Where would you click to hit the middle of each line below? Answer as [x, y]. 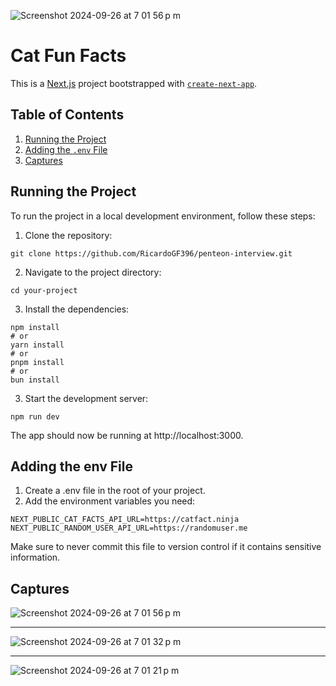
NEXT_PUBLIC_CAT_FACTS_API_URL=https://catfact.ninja [125, 520]
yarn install [37, 345]
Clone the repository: [68, 235]
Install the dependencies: [77, 309]
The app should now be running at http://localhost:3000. [127, 435]
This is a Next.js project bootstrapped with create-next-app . [134, 83]
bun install [35, 380]
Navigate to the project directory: [93, 272]
